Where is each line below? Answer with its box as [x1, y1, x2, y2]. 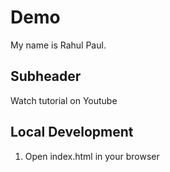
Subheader [10, 68, 82, 85]
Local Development [10, 124, 134, 141]
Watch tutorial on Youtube [10, 94, 118, 106]
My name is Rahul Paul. [10, 39, 107, 51]
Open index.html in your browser [24, 150, 160, 162]
